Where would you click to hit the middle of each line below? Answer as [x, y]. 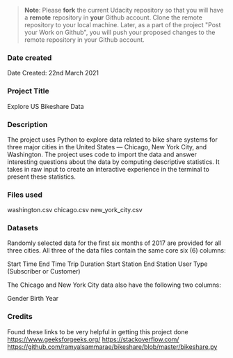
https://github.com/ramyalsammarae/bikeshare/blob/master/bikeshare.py [112, 346]
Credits [20, 317]
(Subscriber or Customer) [44, 271]
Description [27, 124]
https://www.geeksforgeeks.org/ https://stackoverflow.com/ [93, 339]
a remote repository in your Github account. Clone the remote [113, 17]
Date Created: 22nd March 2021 [53, 73]
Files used [25, 195]
